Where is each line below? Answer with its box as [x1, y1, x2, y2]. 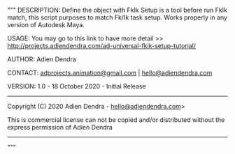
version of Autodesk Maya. [7, 21, 85, 29]
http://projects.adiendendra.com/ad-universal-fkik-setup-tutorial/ [7, 42, 197, 49]
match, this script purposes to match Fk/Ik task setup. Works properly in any [7, 13, 228, 22]
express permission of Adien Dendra [7, 123, 113, 131]
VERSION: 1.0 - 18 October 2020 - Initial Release [7, 82, 147, 90]
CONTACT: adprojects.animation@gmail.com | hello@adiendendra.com [7, 69, 213, 77]
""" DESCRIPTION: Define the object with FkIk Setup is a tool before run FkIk [7, 6, 227, 14]
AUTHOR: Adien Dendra [7, 55, 77, 63]
